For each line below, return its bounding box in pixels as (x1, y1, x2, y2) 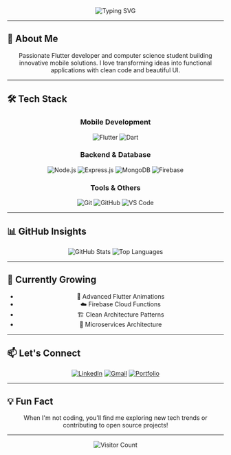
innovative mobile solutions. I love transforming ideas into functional (19, 59, 212, 67)
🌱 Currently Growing (7, 274, 97, 286)
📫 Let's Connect (7, 348, 81, 359)
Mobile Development (80, 117, 151, 127)
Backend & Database (80, 150, 151, 160)
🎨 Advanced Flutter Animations (76, 292, 165, 300)
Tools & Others (90, 182, 141, 192)
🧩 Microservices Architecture (79, 320, 162, 328)
